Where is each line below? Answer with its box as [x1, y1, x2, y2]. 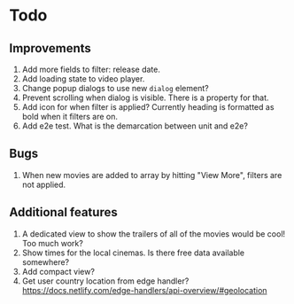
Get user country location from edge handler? [21, 276, 190, 286]
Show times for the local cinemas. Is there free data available [21, 247, 245, 258]
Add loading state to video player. [21, 74, 145, 84]
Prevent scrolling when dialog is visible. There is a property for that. [21, 92, 269, 103]
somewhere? [21, 256, 70, 267]
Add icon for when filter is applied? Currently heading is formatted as [21, 102, 275, 112]
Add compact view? [21, 266, 96, 277]
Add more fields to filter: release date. [21, 64, 161, 74]
